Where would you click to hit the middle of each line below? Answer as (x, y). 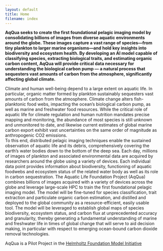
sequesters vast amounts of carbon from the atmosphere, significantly (79, 74)
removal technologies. (27, 234)
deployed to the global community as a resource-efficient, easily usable (77, 203)
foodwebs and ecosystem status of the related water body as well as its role (82, 172)
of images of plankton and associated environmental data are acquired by (79, 156)
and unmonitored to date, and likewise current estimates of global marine (79, 125)
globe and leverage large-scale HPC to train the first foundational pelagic (79, 187)
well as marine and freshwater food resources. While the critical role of (76, 109)
